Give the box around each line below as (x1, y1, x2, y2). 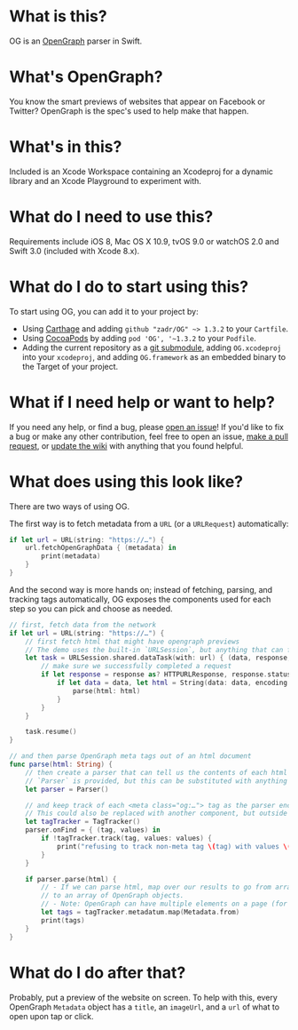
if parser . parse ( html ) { (25, 874, 117, 883)
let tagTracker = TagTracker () (25, 818, 141, 826)
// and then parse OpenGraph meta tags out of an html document (9, 752, 252, 761)
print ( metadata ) (41, 552, 101, 561)
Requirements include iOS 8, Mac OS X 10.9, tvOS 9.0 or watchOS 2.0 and (9, 236, 279, 246)
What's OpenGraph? (9, 67, 163, 87)
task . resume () (25, 727, 77, 737)
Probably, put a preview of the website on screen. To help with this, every (9, 992, 278, 1002)
